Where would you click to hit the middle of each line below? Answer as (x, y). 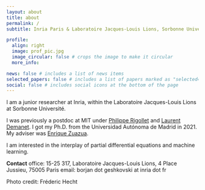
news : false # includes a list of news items (65, 74)
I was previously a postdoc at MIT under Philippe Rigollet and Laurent (94, 121)
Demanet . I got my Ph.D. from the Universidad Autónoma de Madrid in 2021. (102, 127)
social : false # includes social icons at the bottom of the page (92, 85)
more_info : (26, 62)
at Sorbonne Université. (36, 109)
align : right (28, 46)
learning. (17, 152)
